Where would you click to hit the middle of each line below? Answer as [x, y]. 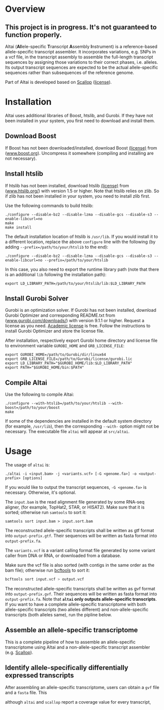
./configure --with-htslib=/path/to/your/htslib [56, 404]
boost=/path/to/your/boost [33, 408]
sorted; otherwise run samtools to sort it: [46, 512]
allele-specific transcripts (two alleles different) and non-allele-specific [77, 609]
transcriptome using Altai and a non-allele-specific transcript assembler [78, 647]
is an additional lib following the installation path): [56, 274]
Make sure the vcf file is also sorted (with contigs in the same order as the [80, 565]
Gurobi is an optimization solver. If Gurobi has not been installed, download [81, 310]
